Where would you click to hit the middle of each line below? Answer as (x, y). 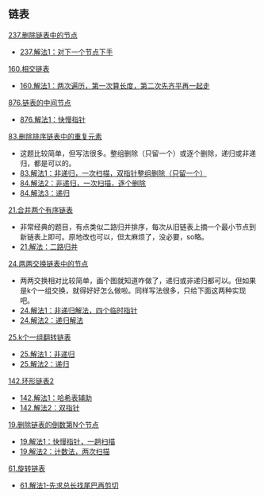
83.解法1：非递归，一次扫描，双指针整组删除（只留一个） (113, 173)
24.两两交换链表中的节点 (48, 263)
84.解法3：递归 (44, 192)
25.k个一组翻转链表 (40, 337)
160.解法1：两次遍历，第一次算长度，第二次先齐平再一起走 (115, 85)
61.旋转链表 (27, 468)
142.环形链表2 (31, 381)
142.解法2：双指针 (50, 407)
